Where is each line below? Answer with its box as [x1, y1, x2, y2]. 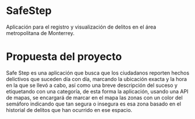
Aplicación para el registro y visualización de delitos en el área [6, 23, 156, 30]
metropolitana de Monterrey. [6, 29, 75, 36]
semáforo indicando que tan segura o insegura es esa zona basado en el [6, 100, 182, 107]
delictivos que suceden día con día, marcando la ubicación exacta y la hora [6, 75, 187, 82]
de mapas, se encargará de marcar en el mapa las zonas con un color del [6, 94, 183, 101]
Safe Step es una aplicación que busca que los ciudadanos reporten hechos [6, 69, 190, 76]
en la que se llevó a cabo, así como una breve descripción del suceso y [6, 82, 178, 89]
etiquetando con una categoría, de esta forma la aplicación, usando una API [6, 87, 189, 94]
